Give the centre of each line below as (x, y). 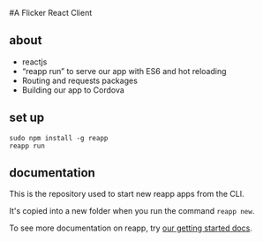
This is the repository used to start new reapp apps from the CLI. (127, 194)
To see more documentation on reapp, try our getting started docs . (131, 228)
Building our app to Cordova (73, 90)
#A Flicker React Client (51, 13)
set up (27, 118)
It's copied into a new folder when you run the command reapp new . (132, 211)
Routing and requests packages (80, 80)
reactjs (34, 62)
